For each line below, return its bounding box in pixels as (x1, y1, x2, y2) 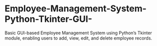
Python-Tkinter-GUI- (4, 13, 92, 25)
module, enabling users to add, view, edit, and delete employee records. (4, 35, 153, 41)
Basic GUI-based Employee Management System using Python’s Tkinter (4, 30, 152, 36)
